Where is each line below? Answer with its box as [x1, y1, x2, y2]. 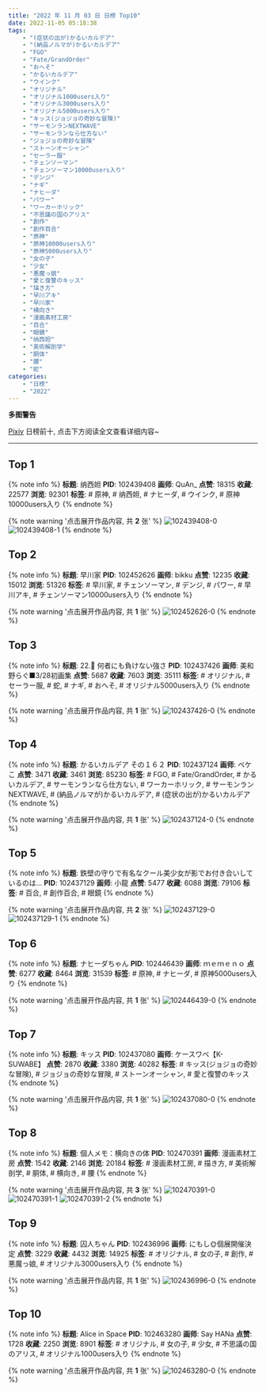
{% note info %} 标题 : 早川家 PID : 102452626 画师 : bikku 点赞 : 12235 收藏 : [8, 570, 251, 579]
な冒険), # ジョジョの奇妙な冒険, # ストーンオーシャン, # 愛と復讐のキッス [8, 1069, 249, 1078]
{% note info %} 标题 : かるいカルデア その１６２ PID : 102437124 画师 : [8, 760, 236, 769]
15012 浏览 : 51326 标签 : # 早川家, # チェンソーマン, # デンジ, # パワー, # [8, 580, 243, 589]
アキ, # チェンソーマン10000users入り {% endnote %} [14, 589, 192, 599]
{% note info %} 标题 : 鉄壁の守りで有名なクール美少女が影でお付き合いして [8, 868, 253, 878]
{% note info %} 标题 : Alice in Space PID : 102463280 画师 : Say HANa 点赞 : [8, 1329, 253, 1339]
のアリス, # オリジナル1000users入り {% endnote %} [8, 1349, 181, 1359]
